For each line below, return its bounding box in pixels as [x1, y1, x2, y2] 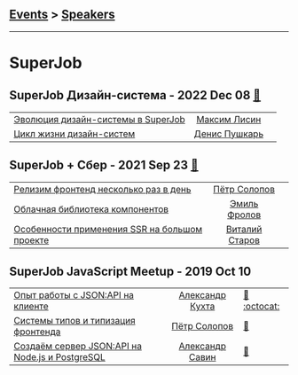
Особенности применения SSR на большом [13, 223, 203, 235]
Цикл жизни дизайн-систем [13, 128, 136, 140]
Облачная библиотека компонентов [13, 203, 169, 215]
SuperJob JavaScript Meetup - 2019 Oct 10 [9, 264, 252, 279]
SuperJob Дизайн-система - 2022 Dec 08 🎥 [9, 88, 262, 103]
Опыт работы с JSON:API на [13, 289, 135, 301]
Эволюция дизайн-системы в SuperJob [13, 113, 186, 125]
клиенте [13, 301, 49, 313]
